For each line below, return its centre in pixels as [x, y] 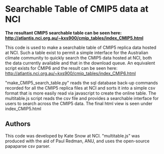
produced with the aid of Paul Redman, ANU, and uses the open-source [77, 141]
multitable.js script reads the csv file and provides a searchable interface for [82, 98]
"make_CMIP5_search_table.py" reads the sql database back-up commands [82, 83]
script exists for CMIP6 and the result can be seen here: [61, 68]
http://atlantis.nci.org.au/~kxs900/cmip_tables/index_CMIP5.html [74, 38]
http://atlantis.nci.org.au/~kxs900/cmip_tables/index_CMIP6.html [70, 73]
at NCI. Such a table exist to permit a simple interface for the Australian [77, 53]
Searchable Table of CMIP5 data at [77, 9]
